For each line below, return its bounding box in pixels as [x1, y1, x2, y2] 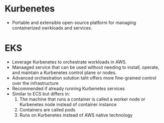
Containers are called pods [19, 106, 76, 112]
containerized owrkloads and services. [12, 24, 92, 30]
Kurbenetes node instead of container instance [19, 101, 117, 107]
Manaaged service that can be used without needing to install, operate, [12, 64, 159, 70]
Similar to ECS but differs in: [12, 90, 70, 96]
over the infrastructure [12, 80, 59, 86]
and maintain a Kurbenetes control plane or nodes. [12, 69, 117, 75]
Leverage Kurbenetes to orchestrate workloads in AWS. [12, 58, 127, 65]
